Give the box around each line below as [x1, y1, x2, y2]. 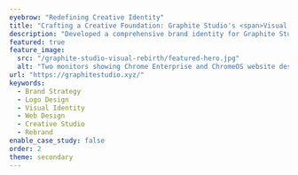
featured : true [9, 37, 66, 47]
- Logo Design [17, 95, 69, 104]
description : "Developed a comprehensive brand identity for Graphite [9, 29, 276, 38]
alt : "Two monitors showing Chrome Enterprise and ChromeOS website [17, 63, 276, 72]
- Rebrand [17, 128, 53, 137]
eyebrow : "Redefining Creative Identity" [9, 12, 165, 22]
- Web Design [17, 111, 66, 120]
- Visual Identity [17, 103, 86, 112]
